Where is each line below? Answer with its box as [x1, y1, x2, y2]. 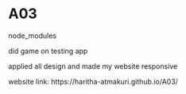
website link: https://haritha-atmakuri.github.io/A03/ [8, 77, 179, 86]
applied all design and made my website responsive [8, 61, 178, 71]
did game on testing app [8, 46, 88, 55]
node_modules [8, 31, 57, 40]
